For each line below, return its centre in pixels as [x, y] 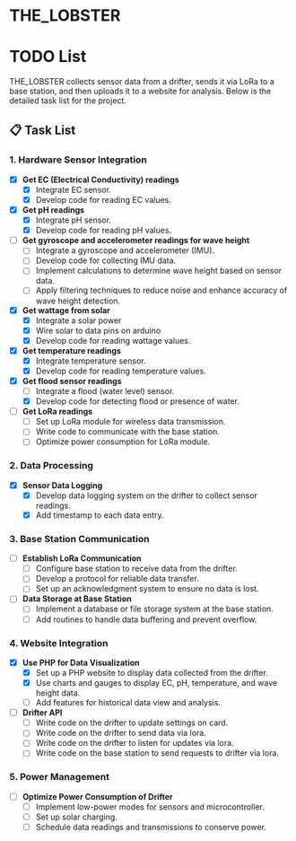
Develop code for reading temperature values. [121, 371]
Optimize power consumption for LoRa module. [123, 442]
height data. [58, 693]
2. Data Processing [52, 466]
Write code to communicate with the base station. [127, 432]
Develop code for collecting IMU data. [106, 260]
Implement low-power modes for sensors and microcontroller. [150, 806]
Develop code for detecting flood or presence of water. [138, 401]
